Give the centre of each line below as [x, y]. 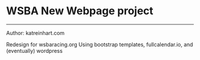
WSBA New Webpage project [80, 11]
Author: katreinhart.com [35, 33]
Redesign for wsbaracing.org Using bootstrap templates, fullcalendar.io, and [100, 44]
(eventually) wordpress [35, 50]
